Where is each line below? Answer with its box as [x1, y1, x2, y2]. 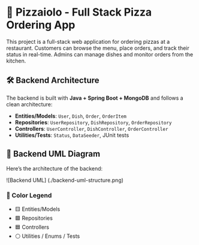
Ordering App [6, 18, 76, 32]
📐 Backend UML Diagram [6, 149, 101, 159]
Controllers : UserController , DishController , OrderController [14, 125, 168, 132]
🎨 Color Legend [6, 192, 52, 200]
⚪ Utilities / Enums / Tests [14, 232, 80, 240]
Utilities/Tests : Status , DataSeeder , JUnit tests [14, 132, 129, 139]
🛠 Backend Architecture [6, 75, 100, 86]
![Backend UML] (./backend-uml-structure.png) [6, 177, 124, 184]
